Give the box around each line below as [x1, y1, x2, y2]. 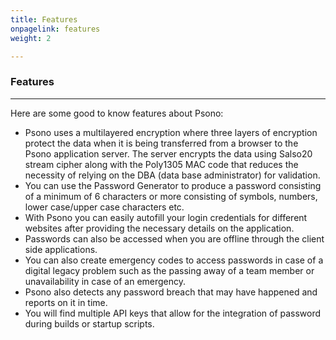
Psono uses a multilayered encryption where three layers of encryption [24, 126, 318, 138]
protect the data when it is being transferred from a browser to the [24, 137, 299, 149]
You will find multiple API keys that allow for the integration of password [24, 307, 322, 319]
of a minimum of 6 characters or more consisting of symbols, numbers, [24, 190, 318, 202]
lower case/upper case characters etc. [24, 201, 185, 213]
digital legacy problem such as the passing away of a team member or [24, 264, 315, 276]
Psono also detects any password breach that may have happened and [24, 286, 318, 298]
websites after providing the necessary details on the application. [24, 222, 295, 234]
